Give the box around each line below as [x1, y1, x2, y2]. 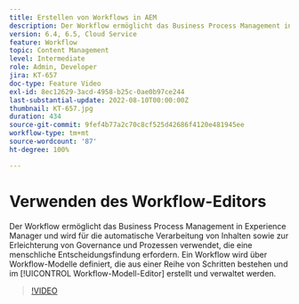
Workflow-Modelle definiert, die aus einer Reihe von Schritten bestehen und [9, 259, 288, 269]
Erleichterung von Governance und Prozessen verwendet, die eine [9, 239, 253, 250]
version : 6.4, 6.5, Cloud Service [9, 29, 138, 38]
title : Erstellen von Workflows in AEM [9, 12, 158, 22]
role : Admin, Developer [9, 63, 98, 72]
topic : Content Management [9, 46, 109, 55]
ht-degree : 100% [9, 145, 69, 154]
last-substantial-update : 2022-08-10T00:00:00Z [9, 95, 190, 105]
